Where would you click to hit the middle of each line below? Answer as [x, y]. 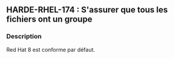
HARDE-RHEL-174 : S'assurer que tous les [87, 10]
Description [24, 37]
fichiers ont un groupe [49, 20]
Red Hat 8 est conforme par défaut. [51, 49]
